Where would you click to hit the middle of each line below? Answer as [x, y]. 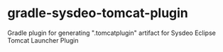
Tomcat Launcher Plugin [43, 40]
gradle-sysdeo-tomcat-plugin [98, 13]
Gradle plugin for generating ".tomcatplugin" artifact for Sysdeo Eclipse [112, 33]
